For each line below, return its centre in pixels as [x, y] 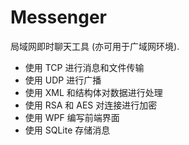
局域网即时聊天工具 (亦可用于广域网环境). [95, 46]
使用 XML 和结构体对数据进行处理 [93, 92]
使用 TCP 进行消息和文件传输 [84, 67]
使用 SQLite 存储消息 [67, 130]
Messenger [59, 17]
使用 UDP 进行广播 [63, 80]
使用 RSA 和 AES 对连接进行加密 [91, 105]
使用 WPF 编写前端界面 [72, 117]
